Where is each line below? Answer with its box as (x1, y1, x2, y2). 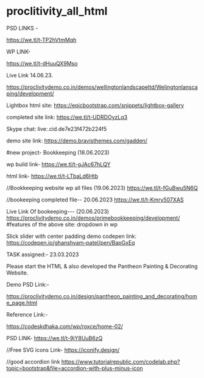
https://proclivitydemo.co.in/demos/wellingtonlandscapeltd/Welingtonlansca (6, 83, 198, 91)
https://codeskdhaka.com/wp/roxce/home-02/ (6, 323, 124, 330)
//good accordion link (6, 358, 60, 365)
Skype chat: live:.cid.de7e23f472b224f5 (6, 125, 107, 132)
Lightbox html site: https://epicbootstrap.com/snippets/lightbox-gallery (6, 102, 185, 109)
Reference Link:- (6, 310, 49, 318)
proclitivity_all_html (6, 4, 108, 18)
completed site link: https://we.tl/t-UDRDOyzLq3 (6, 113, 128, 121)
